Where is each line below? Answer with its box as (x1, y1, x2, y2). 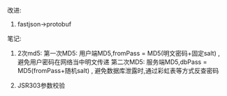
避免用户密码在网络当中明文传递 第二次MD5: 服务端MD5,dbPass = (17, 58, 207, 66)
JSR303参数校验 (17, 81, 65, 89)
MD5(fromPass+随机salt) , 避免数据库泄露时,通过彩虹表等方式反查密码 (17, 67, 219, 74)
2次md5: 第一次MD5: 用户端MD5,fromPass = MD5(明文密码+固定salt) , (17, 49, 220, 57)
